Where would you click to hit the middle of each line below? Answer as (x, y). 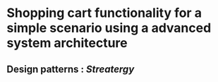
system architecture (67, 43)
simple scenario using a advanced (109, 28)
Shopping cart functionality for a (104, 13)
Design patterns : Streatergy (71, 69)
